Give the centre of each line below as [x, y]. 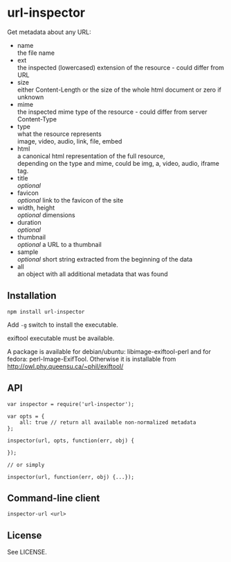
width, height [36, 207]
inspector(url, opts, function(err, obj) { [71, 441]
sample [28, 252]
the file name [36, 53]
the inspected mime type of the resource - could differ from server [112, 112]
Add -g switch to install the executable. [63, 325]
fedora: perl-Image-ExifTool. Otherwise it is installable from [92, 359]
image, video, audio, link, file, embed [70, 141]
